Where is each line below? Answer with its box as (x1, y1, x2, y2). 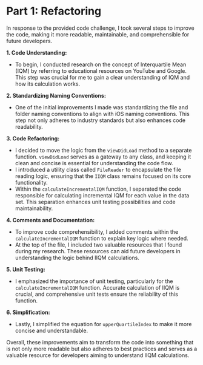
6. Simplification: (6, 309, 50, 316)
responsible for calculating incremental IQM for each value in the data (15, 191, 190, 199)
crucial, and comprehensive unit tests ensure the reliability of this (15, 290, 179, 298)
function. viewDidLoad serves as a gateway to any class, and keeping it (15, 153, 191, 160)
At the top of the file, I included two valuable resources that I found (15, 241, 182, 248)
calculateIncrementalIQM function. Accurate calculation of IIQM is (15, 284, 180, 291)
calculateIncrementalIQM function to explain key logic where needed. (15, 234, 189, 242)
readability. (15, 123, 44, 130)
